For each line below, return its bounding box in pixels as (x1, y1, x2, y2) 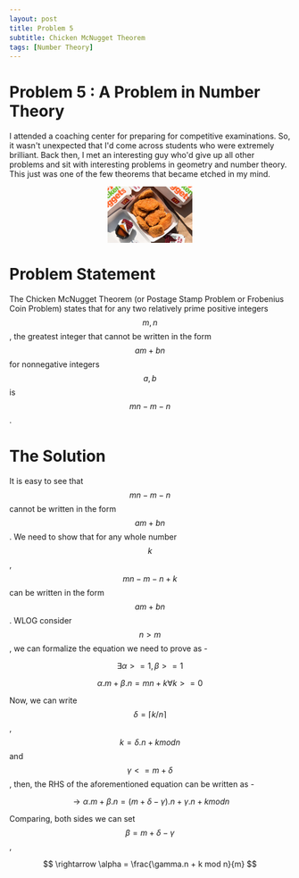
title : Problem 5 (9, 23, 74, 33)
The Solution (9, 447, 106, 466)
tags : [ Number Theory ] (9, 43, 94, 52)
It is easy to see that (9, 475, 84, 486)
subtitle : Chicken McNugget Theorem (9, 33, 145, 42)
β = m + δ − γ (125, 827, 175, 838)
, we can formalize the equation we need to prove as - (9, 643, 208, 654)
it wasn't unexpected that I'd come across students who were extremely (9, 140, 275, 151)
